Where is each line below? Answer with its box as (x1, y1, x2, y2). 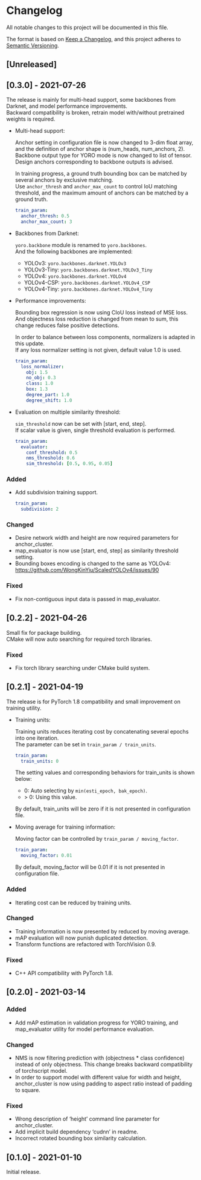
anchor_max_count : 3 (21, 219, 72, 225)
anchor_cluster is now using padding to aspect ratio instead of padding (14, 1080, 192, 1087)
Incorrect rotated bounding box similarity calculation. (14, 1135, 147, 1142)
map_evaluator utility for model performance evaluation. (14, 1025, 155, 1033)
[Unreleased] (6, 59, 57, 70)
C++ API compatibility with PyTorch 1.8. (14, 970, 113, 977)
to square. (14, 1087, 40, 1094)
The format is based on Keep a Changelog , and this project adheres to (6, 35, 181, 42)
